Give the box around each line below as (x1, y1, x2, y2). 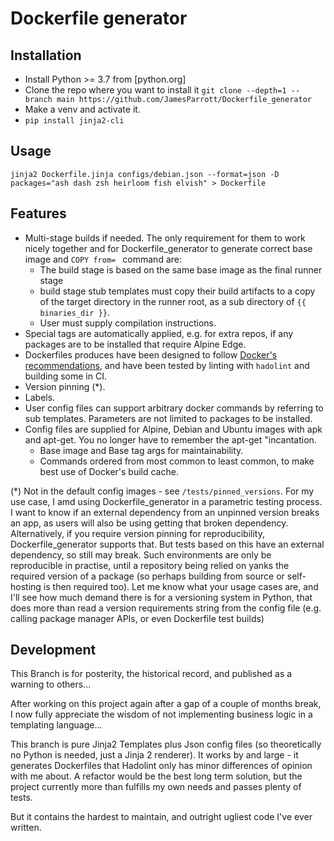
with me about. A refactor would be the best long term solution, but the (10, 770, 303, 782)
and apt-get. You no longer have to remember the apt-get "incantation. (24, 433, 317, 446)
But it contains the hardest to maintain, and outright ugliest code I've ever (10, 811, 313, 823)
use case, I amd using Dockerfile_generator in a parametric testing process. (10, 495, 323, 507)
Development (10, 642, 97, 659)
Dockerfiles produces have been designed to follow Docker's (24, 348, 278, 361)
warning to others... (10, 678, 92, 691)
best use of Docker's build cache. (39, 465, 179, 477)
